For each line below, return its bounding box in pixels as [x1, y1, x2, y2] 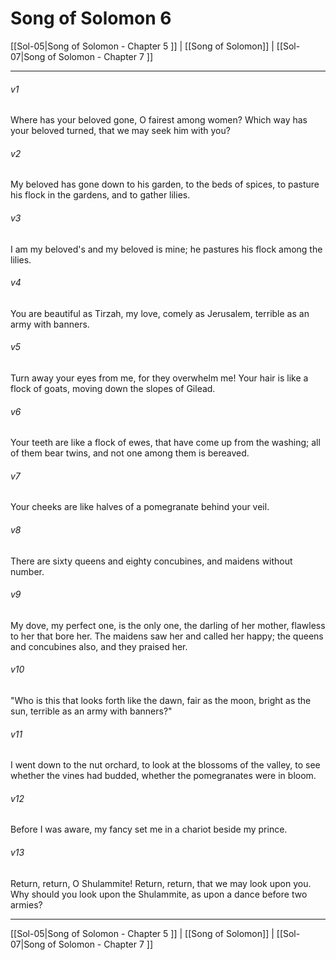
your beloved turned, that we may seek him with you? [10, 125, 231, 137]
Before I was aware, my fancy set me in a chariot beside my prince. [10, 823, 288, 836]
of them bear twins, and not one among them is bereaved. [10, 447, 250, 459]
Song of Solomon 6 [10, 7, 172, 30]
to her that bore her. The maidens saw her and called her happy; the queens [10, 630, 324, 642]
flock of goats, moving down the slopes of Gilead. [10, 382, 216, 394]
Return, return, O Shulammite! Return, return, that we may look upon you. [10, 877, 312, 889]
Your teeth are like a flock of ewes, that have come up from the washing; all [10, 437, 321, 449]
